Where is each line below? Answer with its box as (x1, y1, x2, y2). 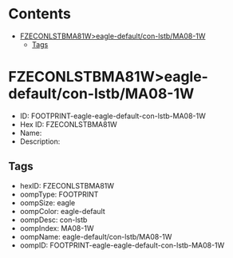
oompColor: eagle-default (19, 206, 105, 216)
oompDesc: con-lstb (19, 215, 88, 224)
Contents (8, 5, 72, 23)
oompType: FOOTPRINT (19, 189, 99, 199)
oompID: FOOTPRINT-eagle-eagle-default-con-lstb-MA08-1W (19, 240, 225, 250)
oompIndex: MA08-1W (19, 223, 94, 232)
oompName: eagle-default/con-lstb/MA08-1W (19, 232, 172, 241)
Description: (19, 137, 61, 146)
